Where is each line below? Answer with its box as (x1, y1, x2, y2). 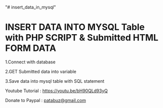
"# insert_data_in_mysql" (5, 4, 56, 10)
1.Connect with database (5, 59, 56, 65)
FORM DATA (5, 43, 56, 54)
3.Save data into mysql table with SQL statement (5, 78, 104, 84)
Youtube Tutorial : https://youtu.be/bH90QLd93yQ (5, 88, 108, 94)
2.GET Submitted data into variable (5, 68, 77, 74)
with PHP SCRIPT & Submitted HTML (5, 32, 159, 44)
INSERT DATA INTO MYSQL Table (5, 22, 145, 33)
